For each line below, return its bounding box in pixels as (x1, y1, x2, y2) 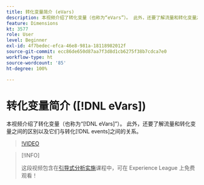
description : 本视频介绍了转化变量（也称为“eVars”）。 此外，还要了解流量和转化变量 (6, 15, 197, 21)
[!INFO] (21, 152, 40, 159)
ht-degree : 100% (6, 65, 47, 72)
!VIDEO (21, 140, 39, 147)
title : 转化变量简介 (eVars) (6, 9, 75, 15)
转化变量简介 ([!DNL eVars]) (6, 99, 146, 113)
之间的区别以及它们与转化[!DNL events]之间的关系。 (11, 128, 142, 135)
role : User (6, 32, 34, 38)
